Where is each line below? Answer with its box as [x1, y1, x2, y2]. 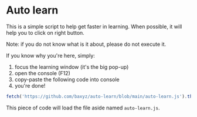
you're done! [14, 82, 46, 89]
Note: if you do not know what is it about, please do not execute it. [6, 41, 167, 48]
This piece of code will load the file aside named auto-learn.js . [6, 104, 160, 111]
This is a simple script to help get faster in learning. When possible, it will [6, 23, 182, 30]
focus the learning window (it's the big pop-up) [14, 63, 129, 71]
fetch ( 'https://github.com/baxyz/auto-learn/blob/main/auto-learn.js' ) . [6, 93, 188, 99]
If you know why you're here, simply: [6, 52, 96, 59]
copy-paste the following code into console [14, 76, 120, 83]
